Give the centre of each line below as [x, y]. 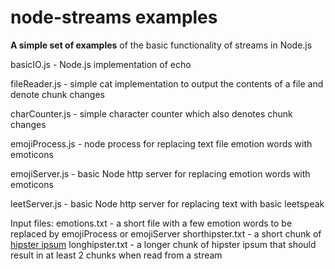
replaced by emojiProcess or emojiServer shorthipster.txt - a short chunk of [166, 233]
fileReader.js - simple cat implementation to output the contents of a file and [167, 83]
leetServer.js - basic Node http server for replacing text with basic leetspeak [167, 203]
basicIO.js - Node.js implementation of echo [101, 64]
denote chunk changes [57, 94]
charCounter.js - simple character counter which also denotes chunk [151, 113]
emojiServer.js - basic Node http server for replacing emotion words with [160, 173]
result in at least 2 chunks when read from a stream [116, 255]
